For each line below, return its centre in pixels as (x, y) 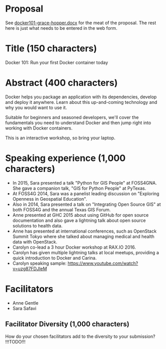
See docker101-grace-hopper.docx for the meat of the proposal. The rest (81, 23)
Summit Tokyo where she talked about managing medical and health (84, 236)
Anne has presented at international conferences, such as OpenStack (85, 231)
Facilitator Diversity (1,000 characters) (67, 324)
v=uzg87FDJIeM (30, 268)
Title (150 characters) (51, 49)
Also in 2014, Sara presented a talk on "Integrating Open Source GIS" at (87, 204)
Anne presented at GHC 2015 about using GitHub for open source (80, 215)
